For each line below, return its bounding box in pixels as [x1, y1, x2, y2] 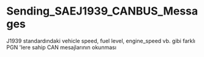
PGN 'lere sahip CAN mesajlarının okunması [6, 44, 116, 51]
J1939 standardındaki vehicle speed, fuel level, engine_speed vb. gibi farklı [6, 37, 196, 44]
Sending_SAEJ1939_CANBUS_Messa [6, 4, 198, 18]
